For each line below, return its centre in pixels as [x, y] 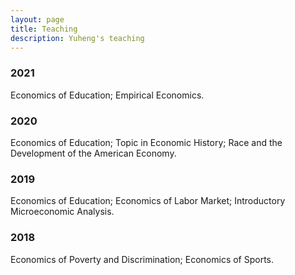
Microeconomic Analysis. [62, 212]
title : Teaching [44, 29]
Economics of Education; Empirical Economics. [107, 95]
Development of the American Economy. [93, 153]
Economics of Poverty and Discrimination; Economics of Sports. [142, 259]
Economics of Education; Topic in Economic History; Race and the [146, 142]
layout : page [37, 19]
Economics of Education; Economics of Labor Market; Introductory [148, 201]
